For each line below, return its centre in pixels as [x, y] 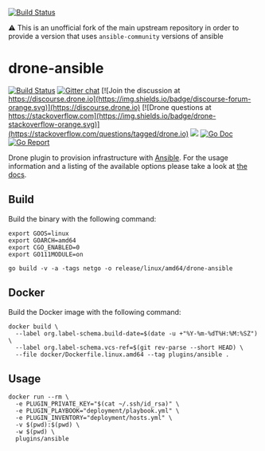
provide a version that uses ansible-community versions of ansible [116, 36]
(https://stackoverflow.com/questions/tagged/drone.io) [99, 133]
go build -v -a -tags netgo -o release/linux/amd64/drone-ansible [121, 268]
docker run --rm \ [39, 397]
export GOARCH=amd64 [43, 240]
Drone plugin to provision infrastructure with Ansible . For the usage [118, 157]
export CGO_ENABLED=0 [44, 247]
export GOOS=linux [39, 233]
